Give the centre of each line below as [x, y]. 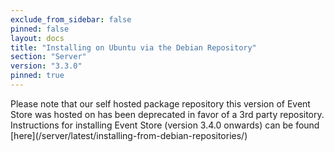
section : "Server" [48, 57]
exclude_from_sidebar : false [71, 19]
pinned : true [37, 76]
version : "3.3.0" [46, 66]
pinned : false [40, 29]
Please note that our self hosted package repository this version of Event [160, 103]
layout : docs [37, 38]
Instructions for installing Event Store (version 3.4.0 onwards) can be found [165, 125]
